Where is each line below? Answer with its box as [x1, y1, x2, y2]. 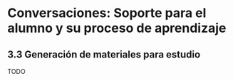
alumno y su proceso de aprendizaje [7, 20, 227, 36]
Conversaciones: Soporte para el [7, 5, 207, 21]
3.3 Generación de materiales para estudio [7, 48, 201, 60]
